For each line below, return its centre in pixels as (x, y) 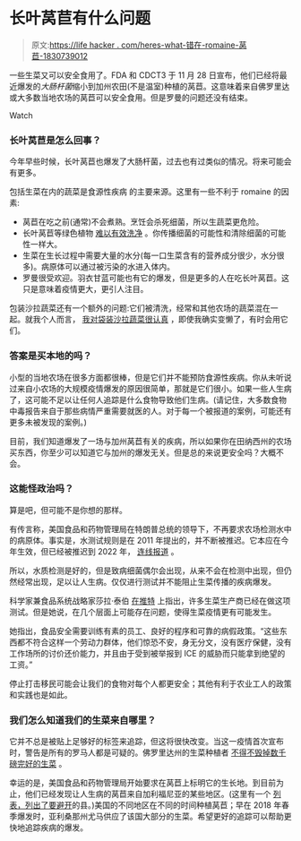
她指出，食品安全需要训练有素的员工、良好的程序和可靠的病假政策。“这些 (145, 631)
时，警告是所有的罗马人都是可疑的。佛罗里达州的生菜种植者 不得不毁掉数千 (148, 752)
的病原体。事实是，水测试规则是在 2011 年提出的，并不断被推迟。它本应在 (145, 540)
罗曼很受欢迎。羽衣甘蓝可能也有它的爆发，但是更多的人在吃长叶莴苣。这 (155, 278)
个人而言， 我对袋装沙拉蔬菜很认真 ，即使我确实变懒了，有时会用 (160, 320)
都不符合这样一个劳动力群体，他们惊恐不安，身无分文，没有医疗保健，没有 (154, 642)
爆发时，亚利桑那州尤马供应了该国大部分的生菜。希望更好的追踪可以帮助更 (154, 817)
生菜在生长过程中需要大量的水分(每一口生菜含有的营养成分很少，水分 (149, 255)
